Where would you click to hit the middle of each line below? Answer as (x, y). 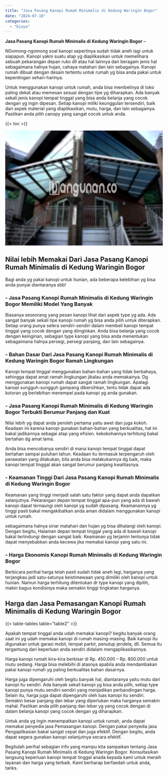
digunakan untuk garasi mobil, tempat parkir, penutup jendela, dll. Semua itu (83, 644)
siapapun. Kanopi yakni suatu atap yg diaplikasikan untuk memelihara (77, 56)
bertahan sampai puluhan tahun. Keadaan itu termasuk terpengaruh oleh (80, 454)
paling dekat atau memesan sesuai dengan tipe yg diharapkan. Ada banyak (82, 93)
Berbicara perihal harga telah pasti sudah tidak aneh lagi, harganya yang (80, 572)
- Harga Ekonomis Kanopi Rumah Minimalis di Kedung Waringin (84, 555)
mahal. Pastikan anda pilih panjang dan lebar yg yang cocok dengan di (78, 706)
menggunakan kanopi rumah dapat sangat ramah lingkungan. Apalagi (77, 382)
